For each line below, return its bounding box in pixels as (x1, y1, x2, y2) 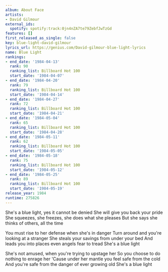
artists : (5, 12, 24, 17)
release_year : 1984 (5, 191, 47, 196)
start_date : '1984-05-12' (10, 167, 65, 172)
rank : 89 (10, 176, 28, 182)
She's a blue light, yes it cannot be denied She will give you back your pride (5, 209, 163, 215)
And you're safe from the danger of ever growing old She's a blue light (5, 261, 152, 267)
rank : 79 (10, 82, 28, 87)
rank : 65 (10, 120, 28, 125)
